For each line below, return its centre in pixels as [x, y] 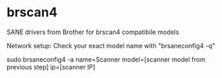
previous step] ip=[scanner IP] [51, 67]
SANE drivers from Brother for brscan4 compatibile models [93, 32]
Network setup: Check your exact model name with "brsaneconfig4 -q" [111, 45]
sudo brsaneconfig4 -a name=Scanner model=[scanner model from [106, 59]
